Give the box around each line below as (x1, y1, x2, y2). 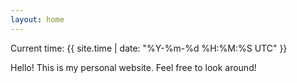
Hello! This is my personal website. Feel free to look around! (10, 61, 257, 73)
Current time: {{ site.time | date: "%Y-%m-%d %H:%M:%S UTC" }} (10, 42, 288, 54)
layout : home (10, 14, 65, 25)
